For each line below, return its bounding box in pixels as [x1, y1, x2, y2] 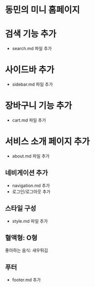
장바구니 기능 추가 [5, 100, 72, 111]
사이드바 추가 [5, 64, 55, 75]
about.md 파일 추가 [12, 153, 50, 159]
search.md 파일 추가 [12, 46, 52, 52]
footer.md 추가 [12, 277, 41, 283]
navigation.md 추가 [12, 182, 50, 188]
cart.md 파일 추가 [12, 117, 46, 123]
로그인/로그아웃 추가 [12, 188, 51, 195]
